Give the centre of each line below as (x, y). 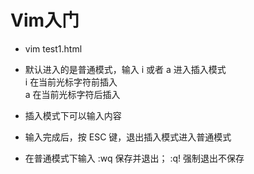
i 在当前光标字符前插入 (71, 82)
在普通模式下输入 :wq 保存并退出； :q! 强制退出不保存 (134, 158)
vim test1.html (53, 48)
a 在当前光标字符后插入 (72, 94)
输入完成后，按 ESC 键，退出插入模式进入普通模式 (128, 137)
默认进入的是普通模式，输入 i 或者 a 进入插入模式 (125, 69)
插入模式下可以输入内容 (73, 115)
